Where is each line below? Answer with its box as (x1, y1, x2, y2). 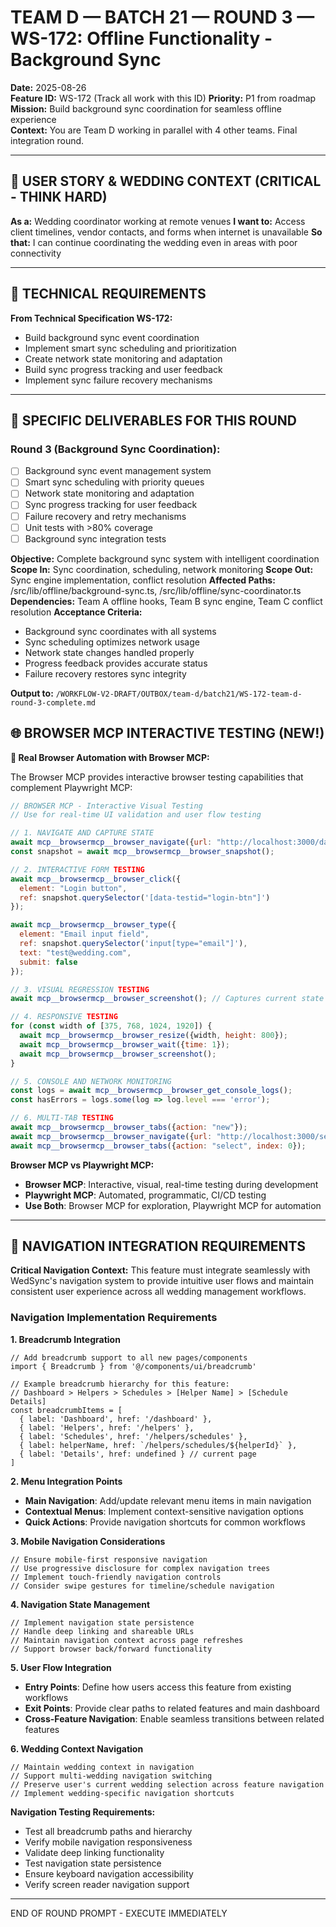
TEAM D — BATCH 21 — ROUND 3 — (10, 6, 315, 29)
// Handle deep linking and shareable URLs (10, 1626, 195, 1636)
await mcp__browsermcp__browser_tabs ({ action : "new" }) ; (10, 1122, 248, 1132)
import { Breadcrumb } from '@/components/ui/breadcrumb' (10, 1361, 257, 1371)
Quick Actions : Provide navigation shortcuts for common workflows (24, 1516, 306, 1528)
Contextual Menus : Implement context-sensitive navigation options (24, 1505, 304, 1517)
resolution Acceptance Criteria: (10, 606, 143, 618)
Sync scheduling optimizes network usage (24, 636, 200, 648)
